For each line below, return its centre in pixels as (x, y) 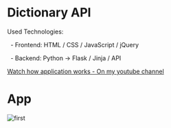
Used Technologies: (35, 31)
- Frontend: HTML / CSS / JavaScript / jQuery (75, 44)
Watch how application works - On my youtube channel (86, 71)
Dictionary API (49, 13)
